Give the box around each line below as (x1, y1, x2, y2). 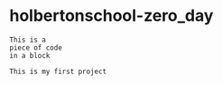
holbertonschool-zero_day (9, 5, 214, 26)
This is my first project (9, 67, 107, 76)
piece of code (9, 42, 63, 52)
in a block (9, 51, 51, 60)
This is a (9, 35, 47, 44)
